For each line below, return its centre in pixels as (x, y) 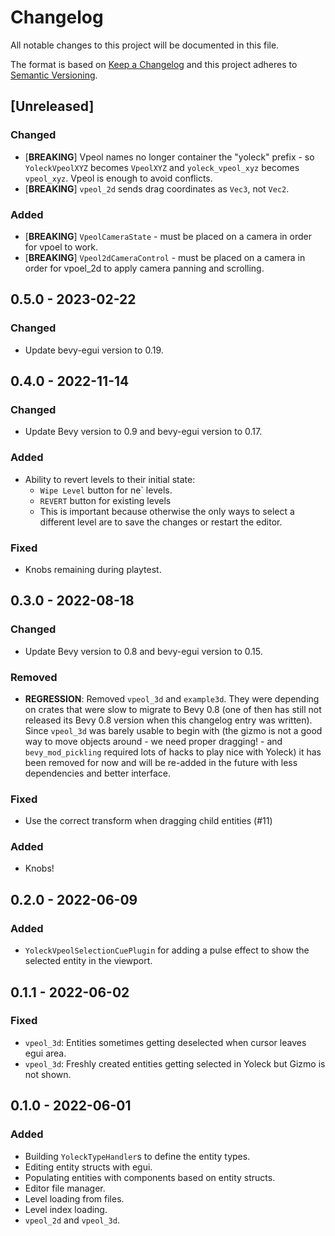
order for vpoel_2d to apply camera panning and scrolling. (144, 268)
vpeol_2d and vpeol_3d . (72, 1220)
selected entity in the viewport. (88, 961)
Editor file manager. (65, 1188)
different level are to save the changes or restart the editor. (161, 522)
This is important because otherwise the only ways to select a (167, 511)
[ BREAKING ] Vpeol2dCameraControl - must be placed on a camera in (165, 257)
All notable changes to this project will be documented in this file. (145, 45)
